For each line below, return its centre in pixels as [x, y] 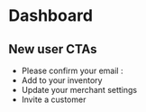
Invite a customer [54, 99]
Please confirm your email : [72, 70]
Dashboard [51, 16]
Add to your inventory [62, 80]
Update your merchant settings [79, 90]
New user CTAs [53, 49]
